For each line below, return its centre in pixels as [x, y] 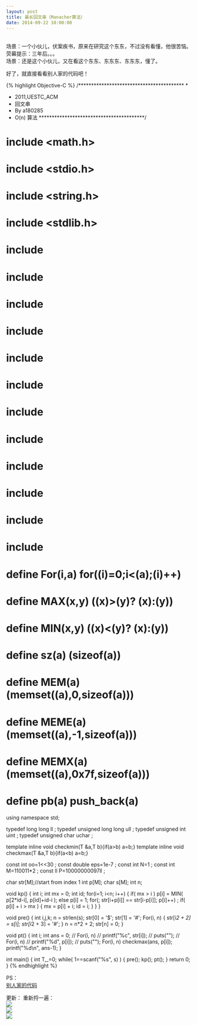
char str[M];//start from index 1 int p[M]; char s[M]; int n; [74, 882]
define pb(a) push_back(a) [73, 801]
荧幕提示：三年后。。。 [32, 54]
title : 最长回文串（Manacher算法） [46, 17]
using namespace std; [33, 817]
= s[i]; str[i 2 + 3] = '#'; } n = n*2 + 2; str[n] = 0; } [65, 924]
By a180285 [29, 110]
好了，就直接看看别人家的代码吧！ [47, 74]
